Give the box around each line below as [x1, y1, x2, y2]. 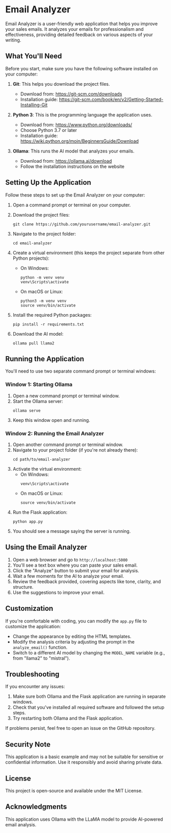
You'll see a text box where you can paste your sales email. [12, 562, 138, 568]
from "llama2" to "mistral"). [12, 655, 71, 661]
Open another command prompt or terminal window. [12, 441, 124, 448]
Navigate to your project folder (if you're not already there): [12, 447, 138, 453]
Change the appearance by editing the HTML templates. [12, 633, 132, 640]
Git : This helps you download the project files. [12, 81, 110, 87]
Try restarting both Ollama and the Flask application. [12, 715, 124, 722]
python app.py [12, 519, 43, 524]
